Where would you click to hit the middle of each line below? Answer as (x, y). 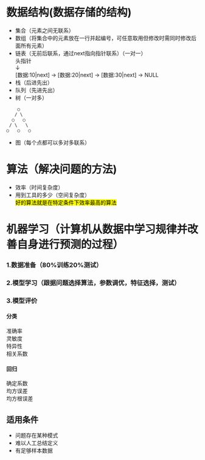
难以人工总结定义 (36, 443)
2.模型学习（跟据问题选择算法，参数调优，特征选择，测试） (93, 283)
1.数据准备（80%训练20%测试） (54, 265)
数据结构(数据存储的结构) (69, 12)
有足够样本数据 (34, 451)
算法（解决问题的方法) (62, 169)
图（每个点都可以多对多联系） (52, 142)
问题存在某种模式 (36, 436)
